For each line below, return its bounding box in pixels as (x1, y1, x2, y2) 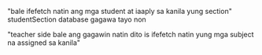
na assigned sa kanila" (7, 38, 80, 47)
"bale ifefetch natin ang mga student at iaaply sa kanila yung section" (7, 7, 233, 15)
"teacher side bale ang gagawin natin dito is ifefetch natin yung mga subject (7, 30, 254, 39)
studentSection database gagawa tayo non (7, 15, 146, 24)
